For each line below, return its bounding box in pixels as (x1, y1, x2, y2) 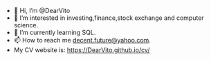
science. (13, 21, 39, 29)
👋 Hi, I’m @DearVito (13, 7, 71, 14)
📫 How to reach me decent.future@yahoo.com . (13, 36, 151, 44)
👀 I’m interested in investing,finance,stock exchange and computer (13, 14, 204, 22)
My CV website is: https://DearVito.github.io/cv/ (13, 46, 150, 54)
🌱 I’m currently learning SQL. (13, 28, 96, 36)
